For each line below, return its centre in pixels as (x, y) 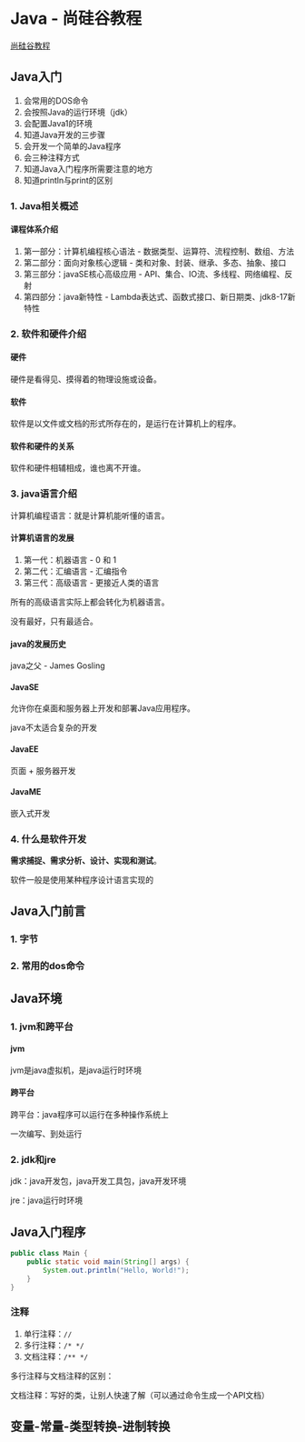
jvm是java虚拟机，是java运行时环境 (76, 1070)
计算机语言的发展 (42, 538)
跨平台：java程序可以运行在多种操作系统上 (89, 1114)
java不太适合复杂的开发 (54, 727)
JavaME (26, 792)
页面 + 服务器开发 (43, 770)
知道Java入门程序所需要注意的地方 (88, 168)
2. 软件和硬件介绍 (49, 334)
